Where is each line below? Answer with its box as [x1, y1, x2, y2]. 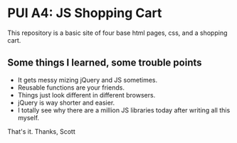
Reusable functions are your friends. [17, 83, 125, 92]
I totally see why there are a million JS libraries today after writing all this [17, 105, 231, 115]
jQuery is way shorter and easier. [17, 98, 115, 107]
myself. [17, 113, 40, 122]
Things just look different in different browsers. [17, 90, 156, 99]
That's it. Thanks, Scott [7, 127, 76, 136]
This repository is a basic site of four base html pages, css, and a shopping [7, 28, 228, 37]
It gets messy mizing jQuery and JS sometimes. [17, 75, 158, 84]
